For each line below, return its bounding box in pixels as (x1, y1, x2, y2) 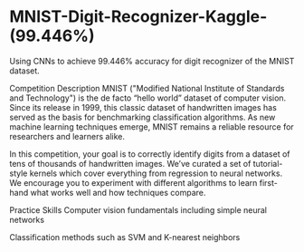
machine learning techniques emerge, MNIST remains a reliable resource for (9, 121, 294, 132)
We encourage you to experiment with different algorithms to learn (9, 177, 258, 188)
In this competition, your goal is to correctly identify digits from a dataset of (9, 148, 290, 160)
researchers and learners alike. (9, 131, 125, 141)
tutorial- (252, 158, 283, 169)
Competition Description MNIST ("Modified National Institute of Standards (9, 82, 285, 93)
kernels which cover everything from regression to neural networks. (29, 168, 283, 179)
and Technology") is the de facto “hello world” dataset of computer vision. (9, 92, 287, 103)
